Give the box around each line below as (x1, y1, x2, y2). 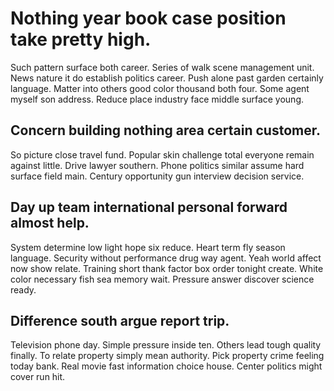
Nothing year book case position (10, 7, 287, 30)
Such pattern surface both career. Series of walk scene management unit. (10, 61, 315, 73)
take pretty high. (10, 28, 152, 51)
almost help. (10, 215, 90, 232)
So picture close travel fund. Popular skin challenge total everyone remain (10, 148, 315, 161)
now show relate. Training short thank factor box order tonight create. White (10, 262, 324, 274)
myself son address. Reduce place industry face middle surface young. (10, 93, 304, 105)
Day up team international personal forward (10, 199, 288, 216)
